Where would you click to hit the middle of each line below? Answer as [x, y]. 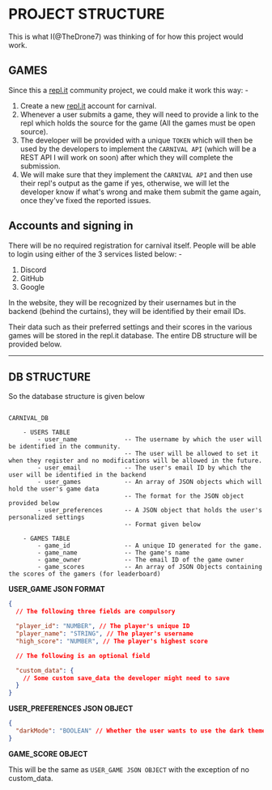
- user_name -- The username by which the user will [150, 440]
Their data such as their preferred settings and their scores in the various [130, 327]
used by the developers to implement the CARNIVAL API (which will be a [138, 149]
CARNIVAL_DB [28, 418]
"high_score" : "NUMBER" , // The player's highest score [112, 641]
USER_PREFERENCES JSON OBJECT [71, 708]
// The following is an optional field [83, 656]
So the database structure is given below [77, 397]
